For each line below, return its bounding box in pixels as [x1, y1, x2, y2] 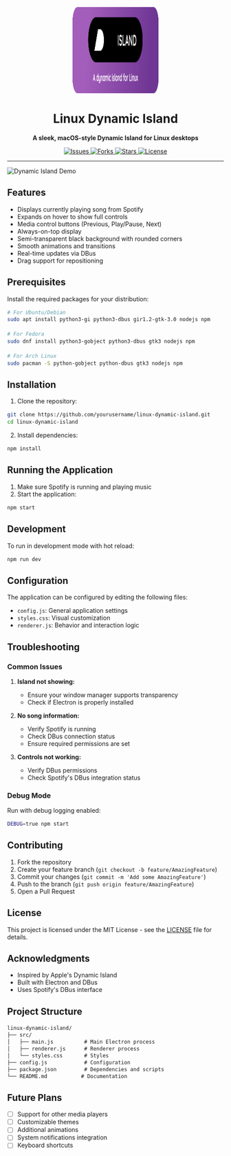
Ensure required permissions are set [27, 739, 131, 747]
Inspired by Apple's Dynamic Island [16, 971, 118, 980]
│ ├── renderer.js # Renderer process [7, 1046, 140, 1053]
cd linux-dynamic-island [7, 418, 78, 426]
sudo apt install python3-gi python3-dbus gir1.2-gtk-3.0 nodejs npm [7, 316, 211, 323]
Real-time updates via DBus [16, 249, 96, 257]
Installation [7, 378, 56, 390]
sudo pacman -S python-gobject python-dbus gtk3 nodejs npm [7, 360, 184, 367]
